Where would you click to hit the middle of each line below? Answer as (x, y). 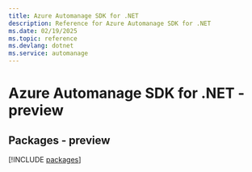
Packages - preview (59, 140)
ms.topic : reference (43, 38)
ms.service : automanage (48, 53)
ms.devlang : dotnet (41, 46)
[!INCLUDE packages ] (45, 159)
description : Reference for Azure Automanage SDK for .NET (110, 23)
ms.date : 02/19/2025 (43, 31)
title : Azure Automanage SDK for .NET (73, 16)
